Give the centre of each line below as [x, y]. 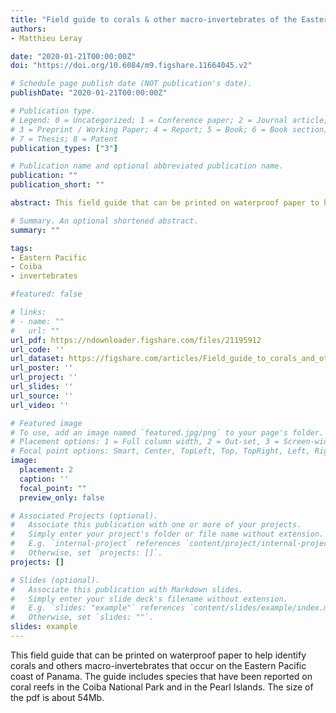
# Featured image [46, 423]
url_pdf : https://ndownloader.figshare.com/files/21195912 [136, 340]
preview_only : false [62, 497]
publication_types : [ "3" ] [64, 148]
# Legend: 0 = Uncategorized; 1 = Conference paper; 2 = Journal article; [169, 120]
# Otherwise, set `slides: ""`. [82, 617]
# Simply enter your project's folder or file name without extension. [167, 534]
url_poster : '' [42, 368]
